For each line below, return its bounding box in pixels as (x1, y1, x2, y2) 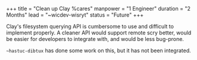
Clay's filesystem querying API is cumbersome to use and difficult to (6, 23, 174, 30)
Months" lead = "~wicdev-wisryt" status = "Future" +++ (6, 11, 144, 18)
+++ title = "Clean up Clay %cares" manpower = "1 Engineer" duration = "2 (6, 5, 190, 12)
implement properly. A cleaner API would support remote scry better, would (6, 29, 192, 36)
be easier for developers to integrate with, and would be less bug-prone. (6, 36, 185, 42)
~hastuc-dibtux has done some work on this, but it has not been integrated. (6, 47, 192, 54)
